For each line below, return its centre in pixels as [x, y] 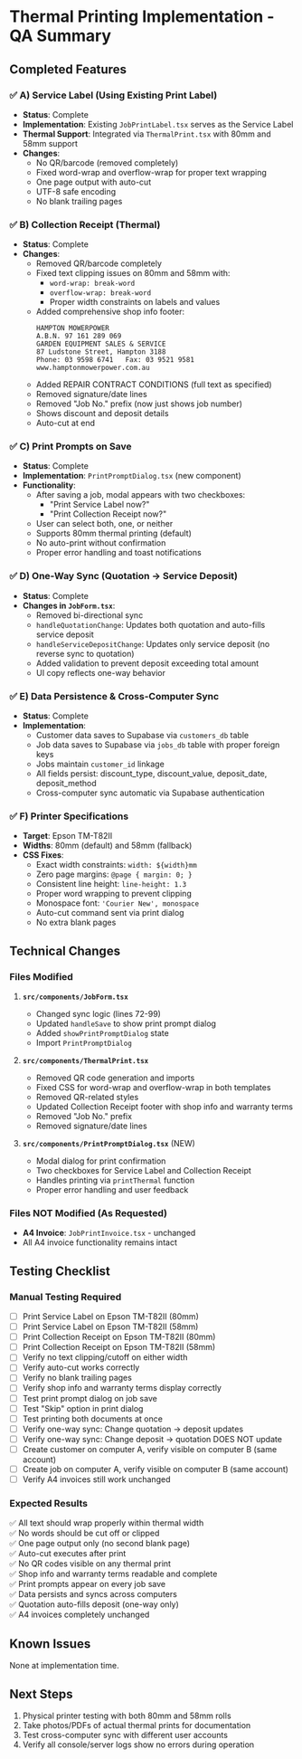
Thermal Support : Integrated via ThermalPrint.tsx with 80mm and [146, 134]
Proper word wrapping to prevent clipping [113, 894]
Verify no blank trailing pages [77, 1378]
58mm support [50, 143]
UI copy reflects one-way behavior [100, 672]
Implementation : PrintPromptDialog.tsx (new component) [132, 476]
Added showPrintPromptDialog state [102, 1033]
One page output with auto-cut [94, 182]
